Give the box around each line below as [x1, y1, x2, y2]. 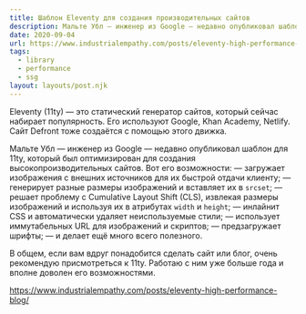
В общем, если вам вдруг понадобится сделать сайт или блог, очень [9, 248, 278, 258]
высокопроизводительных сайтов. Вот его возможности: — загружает [9, 162, 285, 173]
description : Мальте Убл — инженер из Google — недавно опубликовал [9, 22, 275, 31]
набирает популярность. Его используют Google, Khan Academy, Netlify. [9, 116, 291, 127]
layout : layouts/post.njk [9, 81, 107, 90]
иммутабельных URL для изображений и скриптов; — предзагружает [9, 220, 281, 231]
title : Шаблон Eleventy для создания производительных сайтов [9, 13, 250, 23]
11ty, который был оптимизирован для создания [9, 152, 196, 164]
